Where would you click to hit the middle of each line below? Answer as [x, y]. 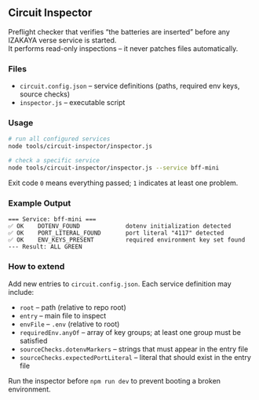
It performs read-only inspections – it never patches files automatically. [123, 48]
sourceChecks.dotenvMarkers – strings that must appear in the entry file [134, 349]
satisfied [33, 340]
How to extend [36, 267]
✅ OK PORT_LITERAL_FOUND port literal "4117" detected [116, 233]
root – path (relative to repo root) [73, 307]
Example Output [40, 203]
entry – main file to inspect [63, 315]
